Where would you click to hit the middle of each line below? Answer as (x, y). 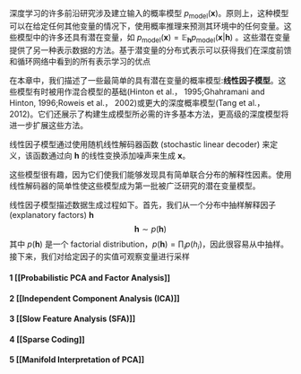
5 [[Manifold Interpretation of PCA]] (77, 360)
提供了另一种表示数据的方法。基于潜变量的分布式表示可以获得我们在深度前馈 (150, 50)
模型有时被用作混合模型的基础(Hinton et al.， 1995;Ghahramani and (141, 91)
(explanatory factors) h (52, 214)
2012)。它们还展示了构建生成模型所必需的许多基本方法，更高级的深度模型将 (149, 114)
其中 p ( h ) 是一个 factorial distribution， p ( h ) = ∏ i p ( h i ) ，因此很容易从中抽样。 (149, 245)
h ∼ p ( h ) (150, 229)
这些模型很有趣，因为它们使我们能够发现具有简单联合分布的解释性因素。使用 (150, 174)
